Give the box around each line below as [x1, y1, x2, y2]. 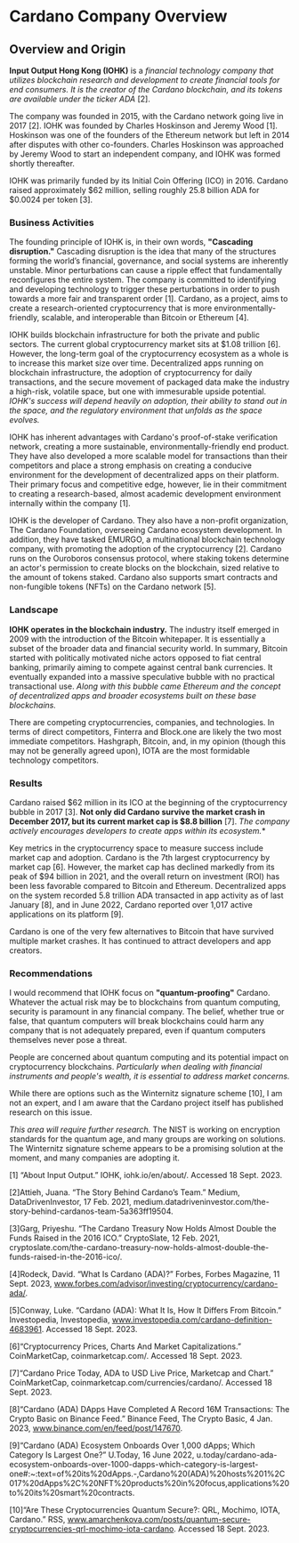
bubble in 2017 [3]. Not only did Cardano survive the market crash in [9, 806, 265, 817]
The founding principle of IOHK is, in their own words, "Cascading [9, 237, 254, 247]
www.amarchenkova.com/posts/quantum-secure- [67, 1515, 251, 1525]
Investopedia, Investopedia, [9, 1314, 110, 1325]
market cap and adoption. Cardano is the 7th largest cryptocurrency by [9, 852, 271, 862]
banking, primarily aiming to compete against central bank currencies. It [9, 661, 273, 673]
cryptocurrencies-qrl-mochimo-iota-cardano [9, 1523, 174, 1534]
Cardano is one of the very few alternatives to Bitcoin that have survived [9, 925, 274, 936]
